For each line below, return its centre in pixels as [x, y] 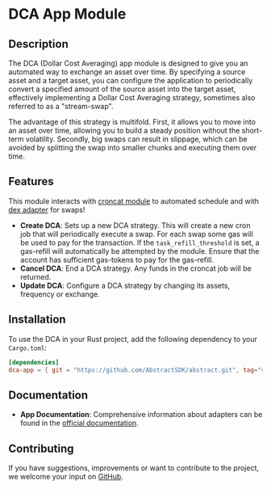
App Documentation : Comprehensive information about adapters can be [141, 415]
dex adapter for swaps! [47, 209]
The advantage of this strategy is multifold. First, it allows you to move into [132, 122]
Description [38, 44]
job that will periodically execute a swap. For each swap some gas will [137, 234]
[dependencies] [34, 362]
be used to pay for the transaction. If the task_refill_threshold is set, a [140, 242]
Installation [37, 320]
